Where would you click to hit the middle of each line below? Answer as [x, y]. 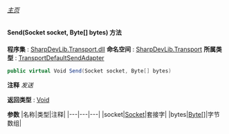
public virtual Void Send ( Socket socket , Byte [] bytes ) [89, 71]
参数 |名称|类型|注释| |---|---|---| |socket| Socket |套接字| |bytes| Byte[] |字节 [113, 114]
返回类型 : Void [28, 99]
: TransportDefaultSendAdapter [60, 57]
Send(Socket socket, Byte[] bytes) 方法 [65, 32]
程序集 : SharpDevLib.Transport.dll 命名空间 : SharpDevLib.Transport [105, 49]
